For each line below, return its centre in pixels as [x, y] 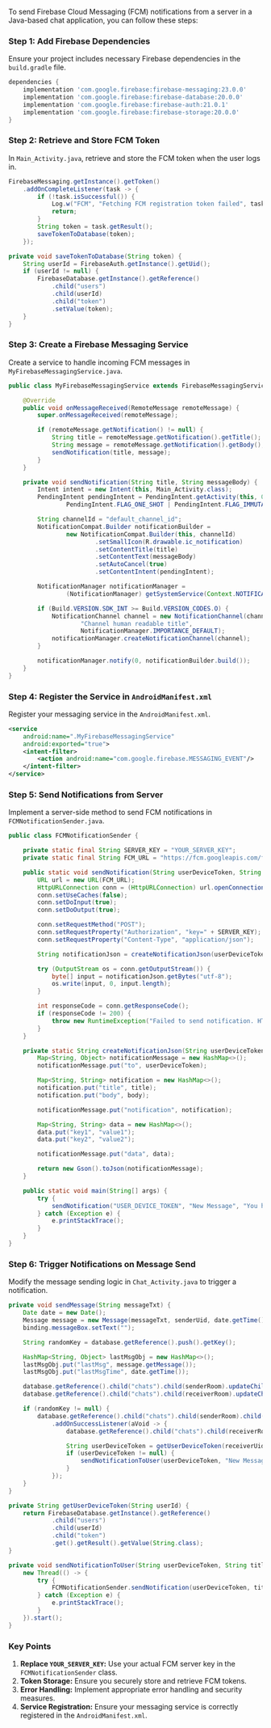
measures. [38, 1698]
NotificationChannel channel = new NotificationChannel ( [149, 616]
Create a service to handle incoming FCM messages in [99, 362]
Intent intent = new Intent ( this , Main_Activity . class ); [135, 490]
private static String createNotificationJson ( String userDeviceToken [144, 1050]
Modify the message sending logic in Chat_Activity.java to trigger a [122, 1282]
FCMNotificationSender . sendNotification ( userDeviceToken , [151, 1588]
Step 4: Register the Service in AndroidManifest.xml [110, 696]
